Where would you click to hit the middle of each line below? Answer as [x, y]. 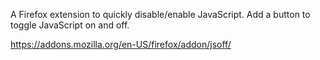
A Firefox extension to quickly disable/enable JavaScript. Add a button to [160, 14]
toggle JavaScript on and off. [70, 25]
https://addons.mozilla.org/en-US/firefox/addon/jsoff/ [121, 44]
